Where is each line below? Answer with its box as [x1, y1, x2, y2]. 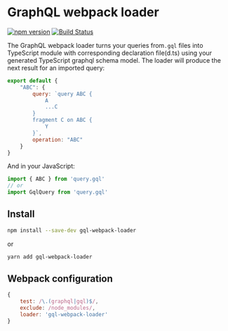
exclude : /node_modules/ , [20, 304, 96, 312]
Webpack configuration [7, 273, 114, 285]
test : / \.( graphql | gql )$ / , [20, 298, 99, 305]
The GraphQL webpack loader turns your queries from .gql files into [7, 41, 203, 49]
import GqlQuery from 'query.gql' [7, 189, 109, 196]
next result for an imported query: [7, 63, 105, 72]
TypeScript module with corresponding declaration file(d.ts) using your [7, 49, 213, 57]
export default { [7, 77, 58, 85]
